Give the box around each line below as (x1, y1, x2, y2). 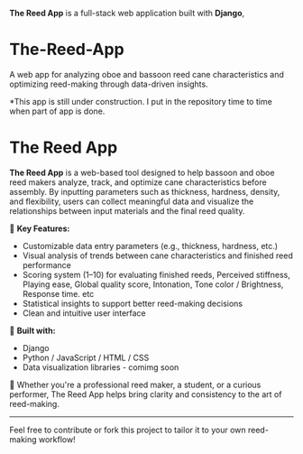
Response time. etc (22, 288, 95, 299)
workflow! (38, 433, 76, 445)
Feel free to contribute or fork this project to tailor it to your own (9, 424, 246, 435)
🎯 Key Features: (9, 223, 70, 234)
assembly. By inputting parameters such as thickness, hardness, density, (9, 186, 280, 197)
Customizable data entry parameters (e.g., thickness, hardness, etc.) (22, 240, 278, 251)
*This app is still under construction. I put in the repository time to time (9, 96, 272, 107)
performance (22, 259, 72, 270)
